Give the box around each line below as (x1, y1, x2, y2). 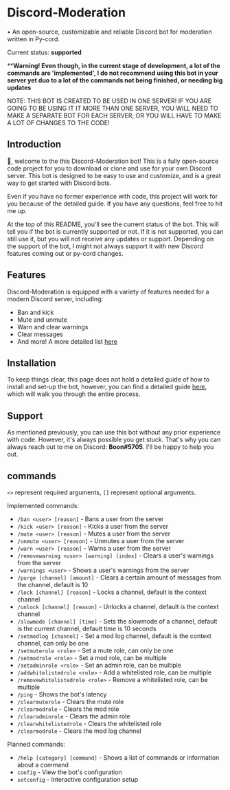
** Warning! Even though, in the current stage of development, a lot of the (7, 61, 221, 69)
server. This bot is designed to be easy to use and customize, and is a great (7, 171, 221, 179)
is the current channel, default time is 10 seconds (16, 624, 157, 633)
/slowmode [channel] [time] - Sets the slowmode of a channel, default (16, 617, 218, 625)
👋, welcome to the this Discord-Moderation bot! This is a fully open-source (7, 157, 219, 165)
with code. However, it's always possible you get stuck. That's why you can (7, 435, 221, 444)
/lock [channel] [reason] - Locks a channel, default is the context (16, 588, 207, 596)
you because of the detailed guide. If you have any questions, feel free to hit (7, 199, 223, 208)
